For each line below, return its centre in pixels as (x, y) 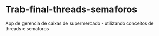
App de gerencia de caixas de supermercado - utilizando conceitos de (79, 23)
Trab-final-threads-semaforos (71, 9)
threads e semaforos (27, 28)
